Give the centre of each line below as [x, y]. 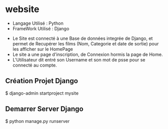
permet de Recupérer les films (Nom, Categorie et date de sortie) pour [86, 43]
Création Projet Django [42, 81]
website [22, 9]
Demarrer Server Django [44, 109]
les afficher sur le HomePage [43, 49]
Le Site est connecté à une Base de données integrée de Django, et [82, 38]
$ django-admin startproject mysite [42, 93]
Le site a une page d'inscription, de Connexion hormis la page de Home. [88, 54]
